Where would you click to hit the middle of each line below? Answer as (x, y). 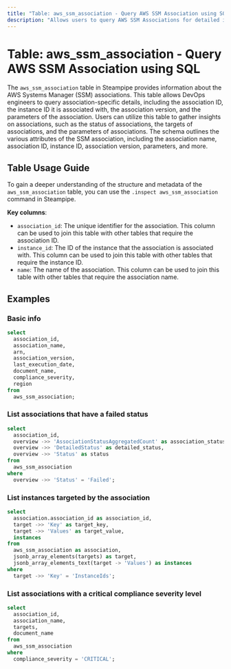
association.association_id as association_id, (83, 518)
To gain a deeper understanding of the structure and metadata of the (105, 185)
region (23, 384)
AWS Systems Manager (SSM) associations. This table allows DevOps (106, 95)
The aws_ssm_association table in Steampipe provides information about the (114, 88)
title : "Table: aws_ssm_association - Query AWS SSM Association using (112, 13)
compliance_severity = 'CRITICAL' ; (64, 659)
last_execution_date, (44, 365)
